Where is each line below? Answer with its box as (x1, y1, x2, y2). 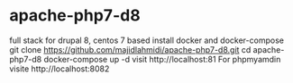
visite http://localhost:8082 (9, 63, 110, 74)
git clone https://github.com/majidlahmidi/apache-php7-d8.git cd (9, 44, 252, 54)
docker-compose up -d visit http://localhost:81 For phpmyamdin (43, 54, 281, 64)
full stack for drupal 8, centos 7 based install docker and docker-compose (9, 35, 284, 46)
